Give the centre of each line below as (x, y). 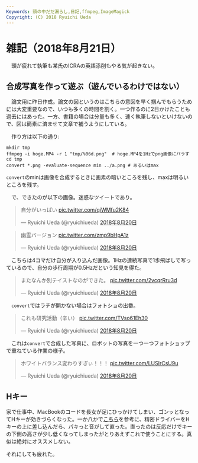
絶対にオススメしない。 (45, 442)
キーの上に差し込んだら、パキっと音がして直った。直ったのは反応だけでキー (99, 427)
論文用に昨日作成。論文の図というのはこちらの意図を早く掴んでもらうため (102, 102)
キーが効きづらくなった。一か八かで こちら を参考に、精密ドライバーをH (103, 419)
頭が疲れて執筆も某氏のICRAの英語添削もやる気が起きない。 (85, 66)
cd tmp (14, 159)
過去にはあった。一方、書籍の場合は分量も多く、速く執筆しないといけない (97, 117)
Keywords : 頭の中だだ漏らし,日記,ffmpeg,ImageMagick (68, 12)
